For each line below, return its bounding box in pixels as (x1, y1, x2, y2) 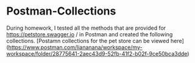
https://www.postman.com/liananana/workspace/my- (8, 44, 143, 51)
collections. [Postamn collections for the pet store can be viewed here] (6, 37, 184, 44)
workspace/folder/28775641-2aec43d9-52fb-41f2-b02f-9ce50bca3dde (6, 50, 188, 57)
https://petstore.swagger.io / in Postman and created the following (6, 30, 173, 38)
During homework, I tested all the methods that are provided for (6, 24, 166, 31)
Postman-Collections (6, 4, 116, 18)
